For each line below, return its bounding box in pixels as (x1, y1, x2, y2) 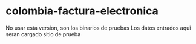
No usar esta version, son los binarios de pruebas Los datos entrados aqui (5, 24, 191, 31)
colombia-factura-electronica (5, 4, 158, 18)
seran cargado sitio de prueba (5, 30, 81, 37)
